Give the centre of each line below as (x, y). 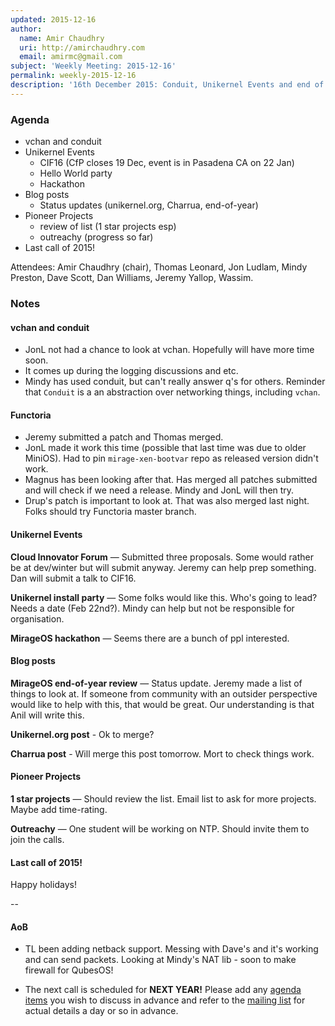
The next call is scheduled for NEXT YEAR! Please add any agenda (163, 990)
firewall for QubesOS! (69, 970)
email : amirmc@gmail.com (71, 57)
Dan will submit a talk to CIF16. (73, 578)
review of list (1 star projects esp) (108, 227)
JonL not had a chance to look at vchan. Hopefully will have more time (169, 350)
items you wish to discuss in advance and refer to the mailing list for (165, 1000)
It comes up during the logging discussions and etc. (131, 371)
